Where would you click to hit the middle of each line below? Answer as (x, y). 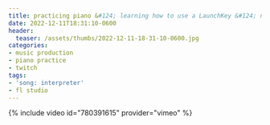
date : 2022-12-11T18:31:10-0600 (62, 23)
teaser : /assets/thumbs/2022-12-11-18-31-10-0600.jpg (107, 38)
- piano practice (37, 61)
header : (21, 30)
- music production (41, 53)
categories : (28, 46)
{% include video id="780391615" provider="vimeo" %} (100, 113)
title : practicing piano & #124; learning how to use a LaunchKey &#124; (133, 16)
